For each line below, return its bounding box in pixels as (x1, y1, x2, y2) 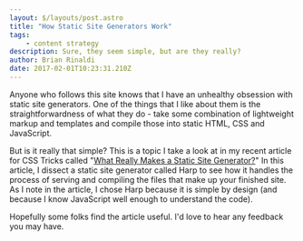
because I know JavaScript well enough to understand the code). (9, 193, 253, 205)
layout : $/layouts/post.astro (9, 13, 124, 23)
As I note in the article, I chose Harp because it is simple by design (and (9, 184, 278, 195)
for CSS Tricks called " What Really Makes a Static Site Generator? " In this (9, 155, 284, 166)
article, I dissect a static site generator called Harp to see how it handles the (9, 165, 293, 176)
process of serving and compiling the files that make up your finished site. (9, 174, 287, 185)
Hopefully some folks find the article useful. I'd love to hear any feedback (9, 211, 284, 222)
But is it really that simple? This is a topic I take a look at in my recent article (9, 145, 292, 156)
